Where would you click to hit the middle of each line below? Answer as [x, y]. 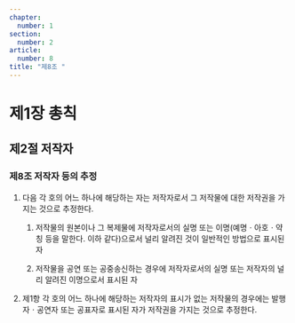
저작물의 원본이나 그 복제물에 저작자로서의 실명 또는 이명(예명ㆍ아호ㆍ [155, 227]
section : [25, 34]
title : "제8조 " [37, 67]
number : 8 [35, 59]
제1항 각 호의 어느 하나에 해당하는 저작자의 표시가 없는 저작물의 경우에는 [146, 298]
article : [25, 51]
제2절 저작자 [41, 149]
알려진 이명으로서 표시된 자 [91, 280]
